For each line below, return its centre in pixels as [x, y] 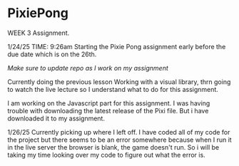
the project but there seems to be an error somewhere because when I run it [119, 140]
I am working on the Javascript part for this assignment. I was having [109, 103]
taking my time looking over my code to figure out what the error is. [106, 155]
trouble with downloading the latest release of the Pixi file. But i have [108, 110]
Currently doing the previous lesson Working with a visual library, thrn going [119, 82]
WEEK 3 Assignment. [39, 33]
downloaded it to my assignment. [56, 118]
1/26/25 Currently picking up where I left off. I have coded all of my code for [119, 132]
